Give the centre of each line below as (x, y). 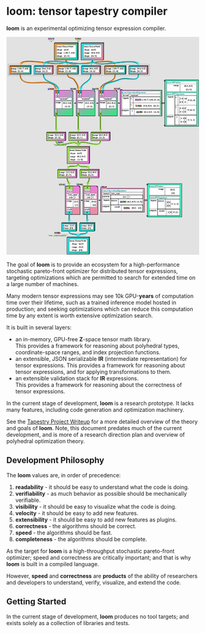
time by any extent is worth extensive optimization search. (80, 315)
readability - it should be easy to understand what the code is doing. (102, 487)
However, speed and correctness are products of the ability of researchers (102, 576)
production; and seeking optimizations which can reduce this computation (100, 309)
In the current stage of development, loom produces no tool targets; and (98, 616)
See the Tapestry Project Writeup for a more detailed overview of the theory (102, 422)
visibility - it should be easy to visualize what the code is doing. (96, 506)
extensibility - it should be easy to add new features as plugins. (96, 520)
